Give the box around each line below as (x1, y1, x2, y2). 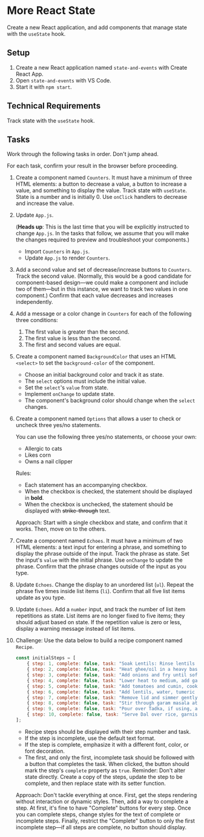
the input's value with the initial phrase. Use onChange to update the (15, 556, 183, 564)
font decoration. (24, 747, 65, 755)
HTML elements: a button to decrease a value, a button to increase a (15, 180, 187, 188)
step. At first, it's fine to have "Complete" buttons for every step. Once (15, 804, 191, 812)
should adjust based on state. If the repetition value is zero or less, (15, 619, 182, 626)
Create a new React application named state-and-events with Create (15, 64, 188, 71)
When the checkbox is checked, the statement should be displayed (24, 488, 192, 495)
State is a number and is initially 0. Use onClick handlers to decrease (15, 193, 187, 201)
